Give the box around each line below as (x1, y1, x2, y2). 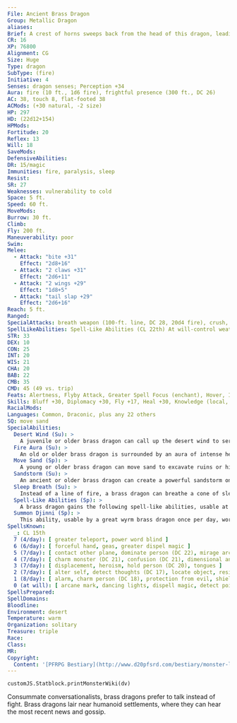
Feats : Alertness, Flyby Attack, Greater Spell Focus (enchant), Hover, (7, 392, 226, 399)
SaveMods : (7, 148, 37, 155)
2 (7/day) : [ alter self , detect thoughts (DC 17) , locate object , (13, 569, 217, 576)
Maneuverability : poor (7, 234, 74, 241)
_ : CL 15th (13, 529, 46, 536)
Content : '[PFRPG (13, 661, 65, 668)
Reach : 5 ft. (7, 306, 46, 313)
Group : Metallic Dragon (7, 17, 78, 24)
